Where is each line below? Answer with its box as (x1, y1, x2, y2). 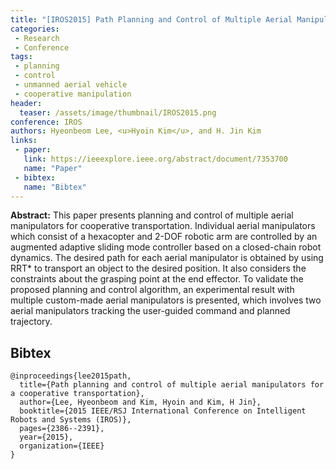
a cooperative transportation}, (10, 389, 145, 399)
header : (10, 98, 43, 108)
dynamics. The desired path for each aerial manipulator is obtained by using (10, 252, 324, 264)
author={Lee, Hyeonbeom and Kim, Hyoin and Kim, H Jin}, (19, 397, 262, 408)
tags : (10, 52, 33, 62)
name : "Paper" (23, 163, 83, 173)
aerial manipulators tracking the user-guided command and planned (10, 305, 291, 317)
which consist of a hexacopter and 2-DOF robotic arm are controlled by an (10, 231, 318, 243)
